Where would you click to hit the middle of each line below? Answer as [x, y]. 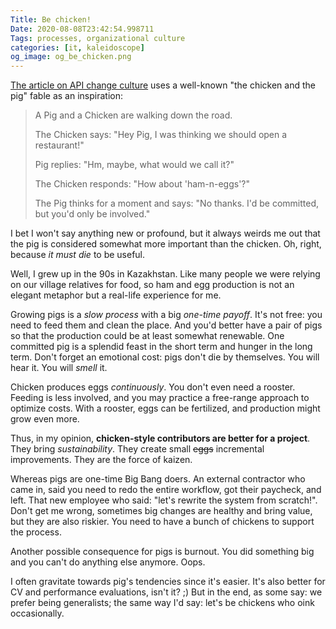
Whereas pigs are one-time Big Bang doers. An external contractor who [158, 479]
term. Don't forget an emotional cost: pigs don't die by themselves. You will [165, 357]
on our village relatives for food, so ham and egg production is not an [152, 285]
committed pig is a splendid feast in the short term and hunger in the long [161, 347]
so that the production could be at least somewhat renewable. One [147, 336]
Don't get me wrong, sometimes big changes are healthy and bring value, [161, 511]
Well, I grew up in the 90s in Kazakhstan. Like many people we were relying [165, 274]
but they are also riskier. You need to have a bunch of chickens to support [162, 522]
